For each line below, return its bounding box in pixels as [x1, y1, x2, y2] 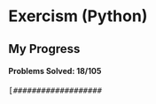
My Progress [8, 41, 81, 56]
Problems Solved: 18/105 [8, 66, 102, 77]
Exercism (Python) [8, 6, 148, 26]
